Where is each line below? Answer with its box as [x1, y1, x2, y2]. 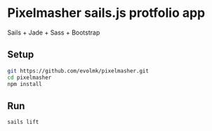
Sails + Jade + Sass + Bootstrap [7, 28, 100, 37]
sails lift [7, 118, 39, 126]
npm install [7, 80, 42, 87]
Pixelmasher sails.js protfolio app [7, 5, 206, 21]
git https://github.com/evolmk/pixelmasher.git [7, 67, 150, 75]
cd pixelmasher [7, 74, 52, 81]
